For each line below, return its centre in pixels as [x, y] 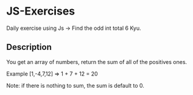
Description [29, 47]
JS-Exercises [40, 11]
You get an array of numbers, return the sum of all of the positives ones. [97, 62]
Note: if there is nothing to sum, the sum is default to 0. [75, 85]
